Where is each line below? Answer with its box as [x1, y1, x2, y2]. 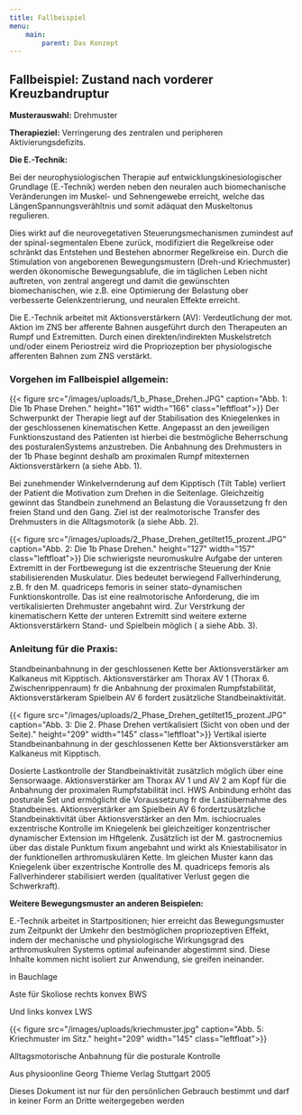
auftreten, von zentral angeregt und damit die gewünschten [9, 276, 230, 287]
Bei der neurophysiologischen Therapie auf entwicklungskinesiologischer [9, 172, 282, 183]
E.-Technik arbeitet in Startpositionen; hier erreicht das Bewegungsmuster [9, 915, 285, 926]
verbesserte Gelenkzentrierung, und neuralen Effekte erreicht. [9, 295, 241, 306]
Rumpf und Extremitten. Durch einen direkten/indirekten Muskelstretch [9, 331, 272, 343]
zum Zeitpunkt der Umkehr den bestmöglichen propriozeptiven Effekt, [9, 925, 270, 935]
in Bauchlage [9, 971, 59, 981]
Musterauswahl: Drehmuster [9, 110, 118, 121]
